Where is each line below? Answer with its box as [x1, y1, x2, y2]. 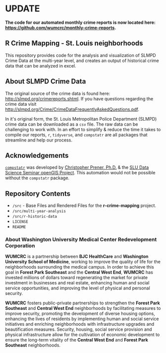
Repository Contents [5, 189, 71, 198]
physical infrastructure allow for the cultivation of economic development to [5, 332, 160, 338]
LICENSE [12, 219, 28, 224]
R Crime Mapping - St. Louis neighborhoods [5, 39, 143, 48]
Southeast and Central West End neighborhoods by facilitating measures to [5, 305, 161, 311]
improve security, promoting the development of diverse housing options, [5, 311, 155, 317]
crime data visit [5, 101, 37, 107]
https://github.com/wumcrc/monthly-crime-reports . [5, 24, 116, 30]
